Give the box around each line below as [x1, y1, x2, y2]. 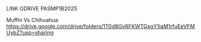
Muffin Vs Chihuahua [6, 17, 58, 23]
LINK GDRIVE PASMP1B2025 [6, 5, 78, 12]
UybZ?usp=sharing [6, 29, 54, 36]
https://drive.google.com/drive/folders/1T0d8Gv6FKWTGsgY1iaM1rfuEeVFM [6, 23, 196, 30]
